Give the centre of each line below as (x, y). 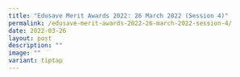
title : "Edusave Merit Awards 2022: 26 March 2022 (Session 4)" (118, 16)
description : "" (35, 46)
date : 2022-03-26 (37, 30)
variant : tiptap (35, 61)
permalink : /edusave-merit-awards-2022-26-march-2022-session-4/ (120, 23)
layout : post (30, 38)
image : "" (25, 53)
